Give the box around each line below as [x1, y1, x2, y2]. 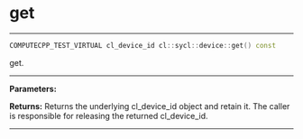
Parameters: [9, 83, 57, 94]
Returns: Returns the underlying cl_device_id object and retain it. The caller [9, 100, 290, 111]
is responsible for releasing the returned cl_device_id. [9, 110, 209, 121]
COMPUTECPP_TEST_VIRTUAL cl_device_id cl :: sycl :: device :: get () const [9, 41, 277, 50]
